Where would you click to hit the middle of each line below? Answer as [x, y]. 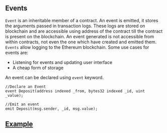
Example [19, 124]
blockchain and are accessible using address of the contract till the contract [84, 31]
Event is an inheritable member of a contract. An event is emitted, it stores [82, 20]
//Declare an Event [26, 87]
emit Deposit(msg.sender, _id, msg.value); [52, 109]
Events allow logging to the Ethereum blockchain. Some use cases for [77, 47]
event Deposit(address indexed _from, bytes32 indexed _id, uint [75, 91]
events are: [17, 52]
